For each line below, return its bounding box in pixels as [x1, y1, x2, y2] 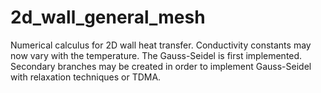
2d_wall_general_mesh [10, 6, 206, 29]
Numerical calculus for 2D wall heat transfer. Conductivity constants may [10, 39, 312, 51]
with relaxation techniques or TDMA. [10, 71, 162, 83]
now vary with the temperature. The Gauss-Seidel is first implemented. [10, 49, 303, 61]
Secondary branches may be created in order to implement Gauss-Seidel [10, 60, 312, 72]
